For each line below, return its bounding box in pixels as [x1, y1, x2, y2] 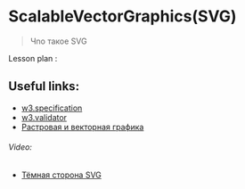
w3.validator [20, 111, 68, 122]
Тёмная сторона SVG [20, 169, 102, 180]
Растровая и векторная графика [20, 121, 144, 132]
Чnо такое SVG [29, 36, 87, 46]
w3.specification [20, 103, 83, 113]
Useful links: [8, 78, 80, 94]
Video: [8, 142, 33, 152]
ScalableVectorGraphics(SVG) [8, 6, 237, 27]
